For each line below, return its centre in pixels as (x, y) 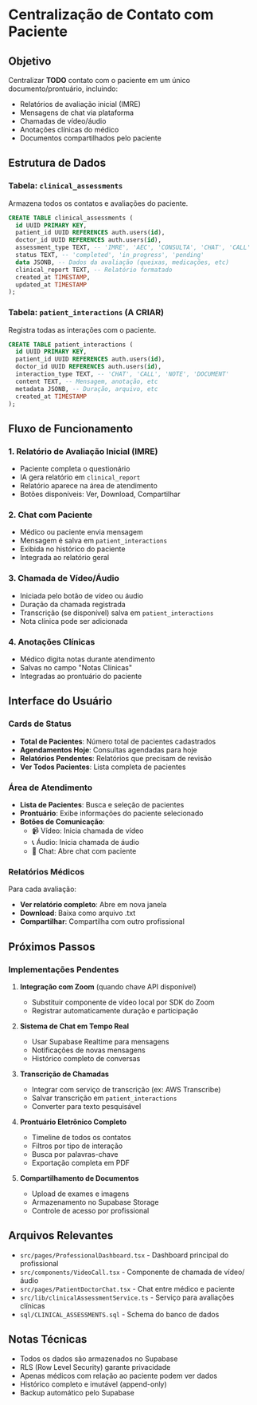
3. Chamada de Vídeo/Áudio (64, 578)
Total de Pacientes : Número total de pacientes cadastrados (118, 741)
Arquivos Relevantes (61, 1235)
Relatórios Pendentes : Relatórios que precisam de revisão (116, 758)
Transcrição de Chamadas (64, 1074)
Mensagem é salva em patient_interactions (93, 541)
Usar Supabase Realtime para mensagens (100, 1042)
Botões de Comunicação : (62, 822)
